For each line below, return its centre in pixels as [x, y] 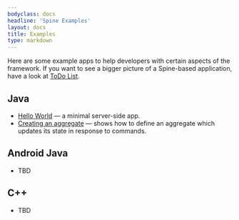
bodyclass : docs [31, 14]
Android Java [38, 153]
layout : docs [27, 27]
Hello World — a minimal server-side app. [79, 116]
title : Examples [31, 34]
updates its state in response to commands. [82, 131]
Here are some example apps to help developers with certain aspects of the [119, 61]
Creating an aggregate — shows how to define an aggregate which [116, 123]
